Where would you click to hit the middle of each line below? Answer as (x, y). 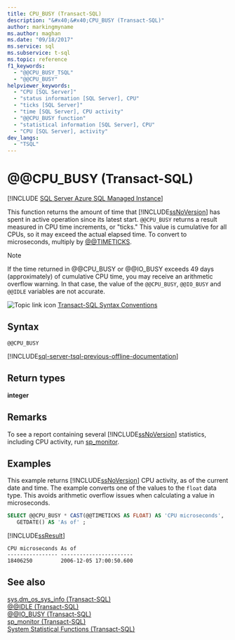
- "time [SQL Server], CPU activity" (69, 112)
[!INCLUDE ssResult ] (36, 536)
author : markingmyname (40, 27)
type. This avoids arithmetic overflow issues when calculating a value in (111, 495)
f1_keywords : (26, 66)
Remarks (27, 417)
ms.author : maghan (34, 33)
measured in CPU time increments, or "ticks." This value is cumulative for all (117, 227)
